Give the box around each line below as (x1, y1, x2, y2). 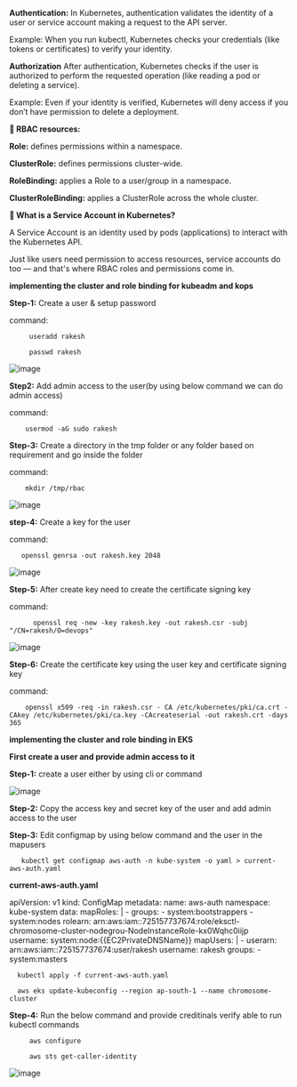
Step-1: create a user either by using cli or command (9, 769, 203, 779)
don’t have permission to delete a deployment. (9, 107, 180, 117)
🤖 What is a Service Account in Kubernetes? (9, 210, 176, 221)
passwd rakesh (28, 348, 82, 357)
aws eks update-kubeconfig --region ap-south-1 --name (17, 986, 225, 995)
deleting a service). (9, 80, 80, 90)
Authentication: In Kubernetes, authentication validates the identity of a (9, 8, 274, 18)
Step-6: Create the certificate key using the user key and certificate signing (9, 659, 287, 670)
